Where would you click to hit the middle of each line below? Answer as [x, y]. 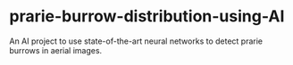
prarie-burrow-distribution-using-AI [147, 16]
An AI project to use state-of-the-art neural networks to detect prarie [136, 41]
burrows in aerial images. [56, 50]
